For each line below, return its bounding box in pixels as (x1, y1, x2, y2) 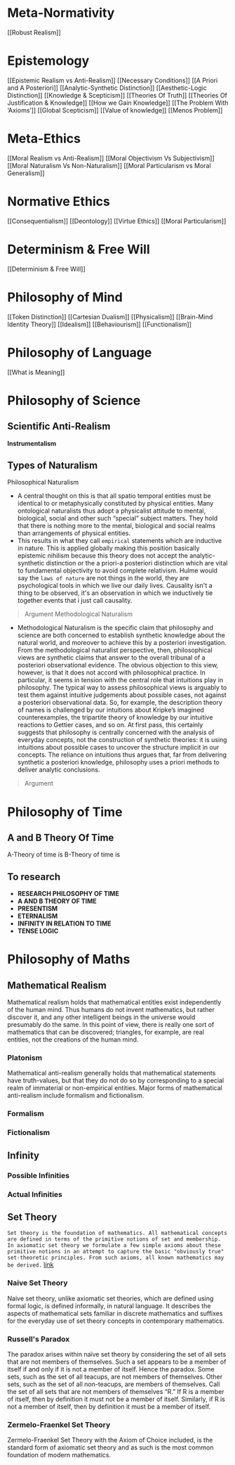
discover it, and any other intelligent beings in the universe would (7, 1013, 196, 1021)
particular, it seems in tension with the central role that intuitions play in (17, 676, 223, 684)
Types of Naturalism (7, 459, 98, 471)
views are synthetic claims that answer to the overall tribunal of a (17, 653, 206, 662)
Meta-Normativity (7, 5, 115, 21)
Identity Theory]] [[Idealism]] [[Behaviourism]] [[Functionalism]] (7, 320, 192, 328)
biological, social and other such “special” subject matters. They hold (17, 514, 218, 523)
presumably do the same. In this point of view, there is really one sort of (7, 1021, 215, 1029)
